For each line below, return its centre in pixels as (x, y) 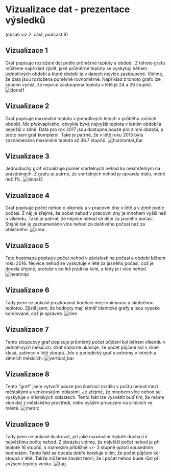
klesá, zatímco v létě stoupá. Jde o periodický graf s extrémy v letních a (81, 353)
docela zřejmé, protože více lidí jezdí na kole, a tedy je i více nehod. (76, 269)
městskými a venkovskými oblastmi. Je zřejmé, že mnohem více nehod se (83, 392)
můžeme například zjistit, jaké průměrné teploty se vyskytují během (76, 68)
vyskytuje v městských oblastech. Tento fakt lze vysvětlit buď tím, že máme (85, 397)
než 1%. (14, 179)
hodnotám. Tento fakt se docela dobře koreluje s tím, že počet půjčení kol (82, 453)
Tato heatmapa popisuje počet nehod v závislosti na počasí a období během (86, 258)
